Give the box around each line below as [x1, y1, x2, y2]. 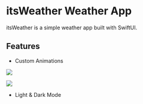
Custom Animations [14, 57, 64, 64]
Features [6, 41, 40, 51]
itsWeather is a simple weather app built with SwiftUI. [6, 24, 138, 31]
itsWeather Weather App [6, 4, 132, 18]
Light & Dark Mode [14, 91, 62, 98]
